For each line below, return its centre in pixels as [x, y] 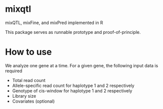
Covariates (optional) [33, 101]
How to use [28, 52]
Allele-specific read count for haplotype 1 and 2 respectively [73, 85]
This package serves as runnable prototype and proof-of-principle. [73, 32]
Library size [24, 96]
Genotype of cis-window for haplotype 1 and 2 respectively [72, 91]
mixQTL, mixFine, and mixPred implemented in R [54, 23]
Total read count [29, 80]
